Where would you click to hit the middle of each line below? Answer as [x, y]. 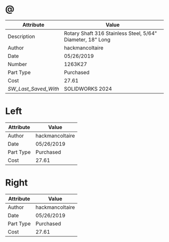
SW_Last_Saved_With [33, 89]
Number [17, 64]
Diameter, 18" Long [87, 39]
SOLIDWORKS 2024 [88, 89]
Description [21, 36]
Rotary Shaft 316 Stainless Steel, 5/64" [110, 33]
